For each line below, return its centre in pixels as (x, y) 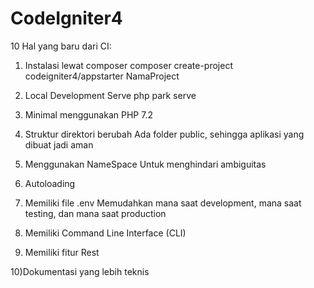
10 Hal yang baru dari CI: (61, 46)
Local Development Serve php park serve (110, 95)
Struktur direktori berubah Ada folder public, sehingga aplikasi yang (164, 134)
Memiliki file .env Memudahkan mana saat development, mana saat (163, 203)
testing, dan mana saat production (95, 213)
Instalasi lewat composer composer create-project (128, 65)
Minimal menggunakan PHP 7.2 (88, 114)
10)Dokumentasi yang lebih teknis (80, 271)
